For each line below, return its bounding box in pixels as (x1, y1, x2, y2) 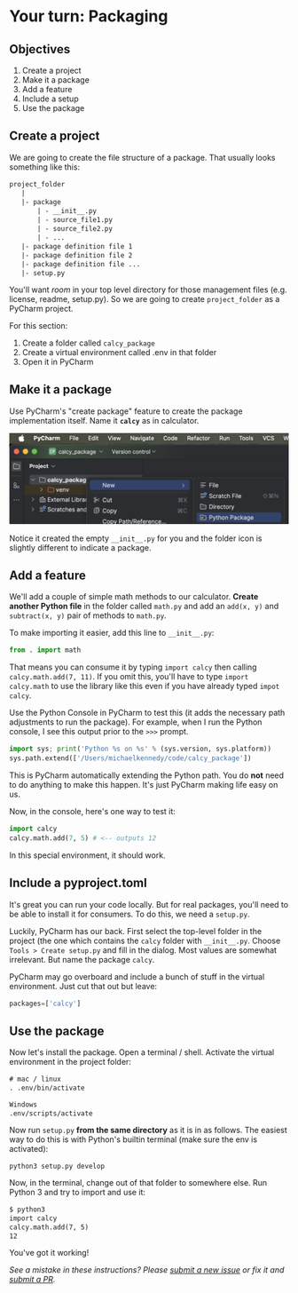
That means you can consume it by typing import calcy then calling (9, 662, 257, 672)
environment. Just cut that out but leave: (9, 980, 158, 991)
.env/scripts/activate (9, 1109, 93, 1118)
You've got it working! (9, 1248, 90, 1258)
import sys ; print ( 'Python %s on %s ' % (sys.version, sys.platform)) (9, 744, 272, 754)
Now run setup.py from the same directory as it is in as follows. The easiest (9, 1125, 288, 1136)
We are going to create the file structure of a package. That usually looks (9, 152, 276, 163)
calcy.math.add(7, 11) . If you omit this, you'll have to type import (9, 671, 249, 682)
